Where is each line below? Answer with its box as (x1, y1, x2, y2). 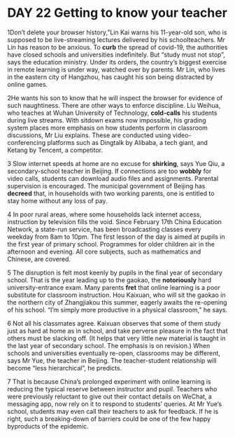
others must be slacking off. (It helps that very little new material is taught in (7, 334, 226, 342)
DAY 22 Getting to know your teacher (7, 5, 227, 21)
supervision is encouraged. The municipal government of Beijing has (7, 181, 206, 190)
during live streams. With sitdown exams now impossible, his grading (7, 116, 206, 124)
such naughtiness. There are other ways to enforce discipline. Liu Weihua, (7, 101, 221, 109)
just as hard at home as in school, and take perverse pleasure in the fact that (7, 326, 228, 335)
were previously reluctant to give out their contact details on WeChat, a (7, 392, 212, 401)
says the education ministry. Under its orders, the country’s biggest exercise (7, 57, 227, 66)
